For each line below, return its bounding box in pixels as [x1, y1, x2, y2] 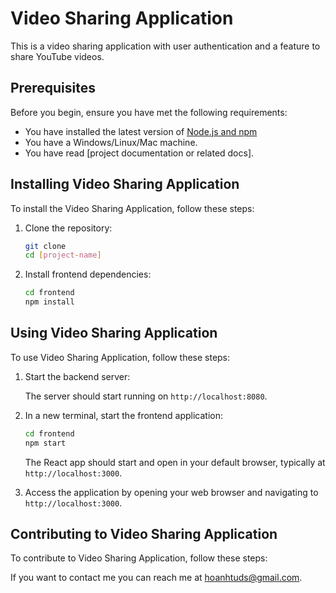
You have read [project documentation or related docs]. [24, 147, 255, 159]
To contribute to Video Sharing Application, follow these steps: [10, 552, 268, 564]
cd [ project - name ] [24, 250, 102, 261]
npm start [24, 438, 67, 448]
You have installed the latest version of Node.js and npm [24, 125, 258, 137]
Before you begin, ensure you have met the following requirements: [10, 106, 288, 118]
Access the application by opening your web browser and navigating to [24, 486, 319, 498]
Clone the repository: [24, 222, 113, 234]
